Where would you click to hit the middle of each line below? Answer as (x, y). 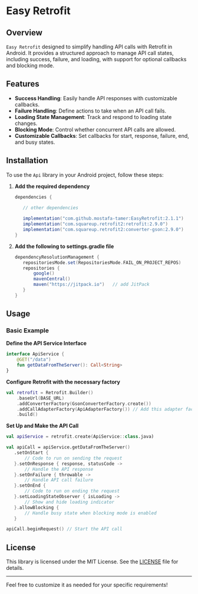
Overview (24, 33)
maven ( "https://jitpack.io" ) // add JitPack (91, 285)
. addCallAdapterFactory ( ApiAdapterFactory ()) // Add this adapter (100, 409)
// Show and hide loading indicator (70, 502)
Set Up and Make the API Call (42, 426)
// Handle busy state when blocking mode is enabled (91, 513)
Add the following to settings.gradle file (64, 246)
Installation (27, 161)
